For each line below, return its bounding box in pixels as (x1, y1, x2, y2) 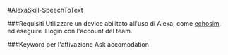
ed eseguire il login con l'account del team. (7, 27, 133, 35)
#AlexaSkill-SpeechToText (7, 6, 83, 14)
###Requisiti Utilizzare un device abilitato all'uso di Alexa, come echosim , (7, 19, 222, 27)
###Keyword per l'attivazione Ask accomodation (7, 40, 150, 48)
